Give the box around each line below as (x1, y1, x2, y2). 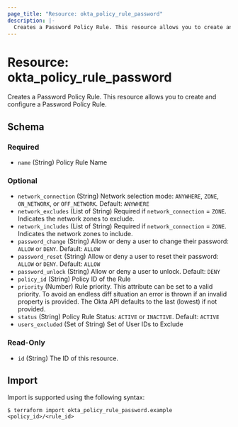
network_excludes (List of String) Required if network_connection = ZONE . (17, 207, 227, 216)
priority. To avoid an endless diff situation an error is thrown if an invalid (17, 290, 227, 299)
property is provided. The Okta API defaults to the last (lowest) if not (17, 297, 217, 306)
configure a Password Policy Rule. (7, 100, 108, 109)
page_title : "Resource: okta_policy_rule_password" (7, 10, 163, 18)
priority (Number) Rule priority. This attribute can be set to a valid (17, 282, 213, 291)
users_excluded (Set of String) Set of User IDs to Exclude (17, 320, 183, 328)
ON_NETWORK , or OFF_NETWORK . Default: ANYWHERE (17, 199, 150, 208)
